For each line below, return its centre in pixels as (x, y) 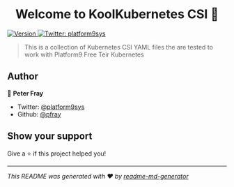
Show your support (50, 136)
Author (23, 76)
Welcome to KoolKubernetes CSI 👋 (117, 14)
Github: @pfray (39, 114)
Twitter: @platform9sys (51, 107)
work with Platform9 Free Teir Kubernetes (84, 54)
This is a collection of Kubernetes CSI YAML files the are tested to (119, 47)
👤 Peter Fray (25, 93)
